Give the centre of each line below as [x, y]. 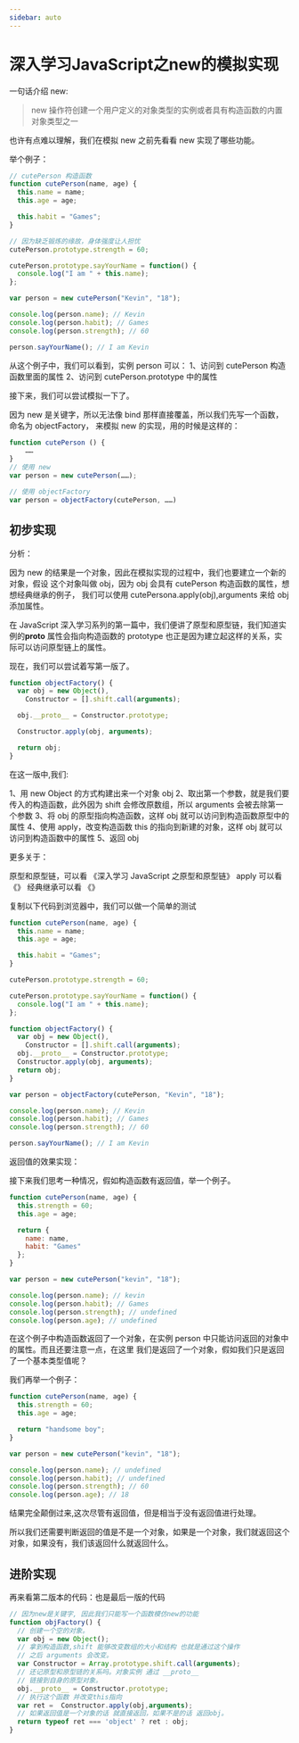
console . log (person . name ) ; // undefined [85, 1470]
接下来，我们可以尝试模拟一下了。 [72, 395]
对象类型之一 [54, 120]
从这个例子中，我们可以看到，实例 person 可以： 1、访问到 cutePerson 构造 [148, 365]
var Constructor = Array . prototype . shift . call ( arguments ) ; [129, 1664]
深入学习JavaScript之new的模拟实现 [144, 64]
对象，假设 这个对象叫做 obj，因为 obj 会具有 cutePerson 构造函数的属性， [145, 583]
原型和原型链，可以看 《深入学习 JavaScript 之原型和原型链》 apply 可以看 [146, 876]
